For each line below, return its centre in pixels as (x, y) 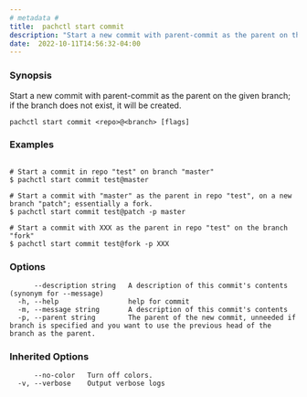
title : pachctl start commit (67, 27)
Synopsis (31, 76)
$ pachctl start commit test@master (79, 179)
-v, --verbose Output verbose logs (92, 384)
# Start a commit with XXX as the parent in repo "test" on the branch (148, 228)
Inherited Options (49, 357)
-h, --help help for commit (104, 302)
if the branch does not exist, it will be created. (95, 105)
